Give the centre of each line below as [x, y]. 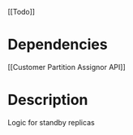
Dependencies [58, 45]
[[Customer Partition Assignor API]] [67, 67]
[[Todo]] [21, 12]
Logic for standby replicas [51, 122]
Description [48, 100]
